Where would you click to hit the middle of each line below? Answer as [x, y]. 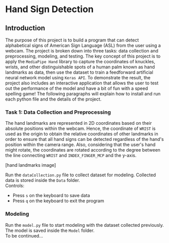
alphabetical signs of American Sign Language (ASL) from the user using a [83, 45]
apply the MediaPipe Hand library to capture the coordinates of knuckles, [80, 61]
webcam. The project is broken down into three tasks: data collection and [82, 51]
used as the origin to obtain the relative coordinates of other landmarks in [82, 134]
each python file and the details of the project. [53, 99]
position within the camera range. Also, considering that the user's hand [80, 144]
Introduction [25, 28]
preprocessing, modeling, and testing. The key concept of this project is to [83, 56]
